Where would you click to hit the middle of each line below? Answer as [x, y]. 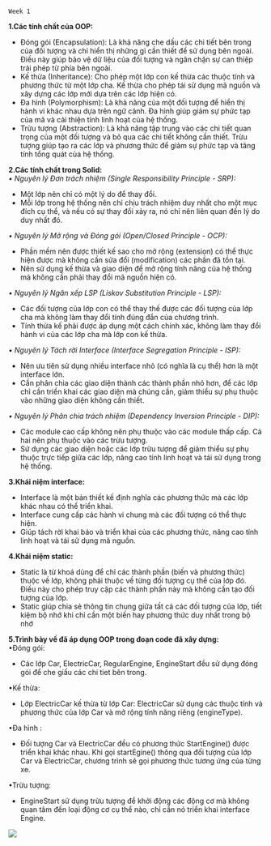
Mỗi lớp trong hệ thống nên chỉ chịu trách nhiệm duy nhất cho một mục [138, 203]
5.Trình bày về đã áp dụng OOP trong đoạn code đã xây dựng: [114, 639]
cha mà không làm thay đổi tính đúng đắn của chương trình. [119, 317]
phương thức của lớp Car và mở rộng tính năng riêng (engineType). [131, 712]
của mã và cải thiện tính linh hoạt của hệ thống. [99, 120]
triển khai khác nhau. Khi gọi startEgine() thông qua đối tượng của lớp [136, 752]
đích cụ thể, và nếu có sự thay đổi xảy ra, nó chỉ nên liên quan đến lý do [140, 211]
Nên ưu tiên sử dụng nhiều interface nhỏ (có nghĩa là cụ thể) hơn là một [139, 366]
